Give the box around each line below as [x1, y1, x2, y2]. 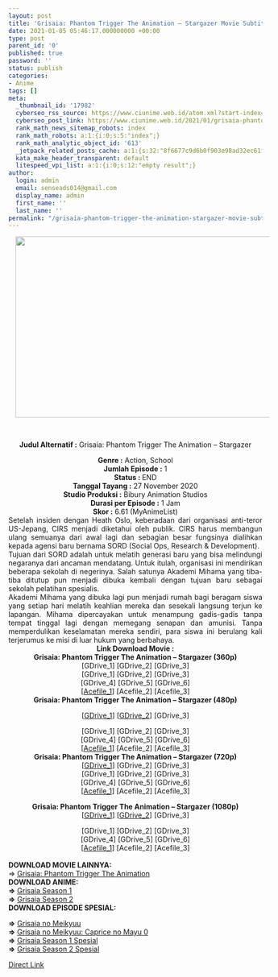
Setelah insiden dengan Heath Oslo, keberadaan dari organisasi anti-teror [8, 515, 263, 525]
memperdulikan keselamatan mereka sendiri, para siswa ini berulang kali [8, 627, 263, 636]
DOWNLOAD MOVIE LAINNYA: [8, 860, 112, 870]
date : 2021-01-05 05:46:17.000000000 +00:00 [8, 27, 160, 35]
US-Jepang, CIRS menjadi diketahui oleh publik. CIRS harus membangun [8, 524, 263, 534]
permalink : [8, 214, 45, 222]
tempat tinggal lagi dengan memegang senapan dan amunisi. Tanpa [8, 618, 263, 628]
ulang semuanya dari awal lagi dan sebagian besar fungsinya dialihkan [8, 532, 263, 542]
